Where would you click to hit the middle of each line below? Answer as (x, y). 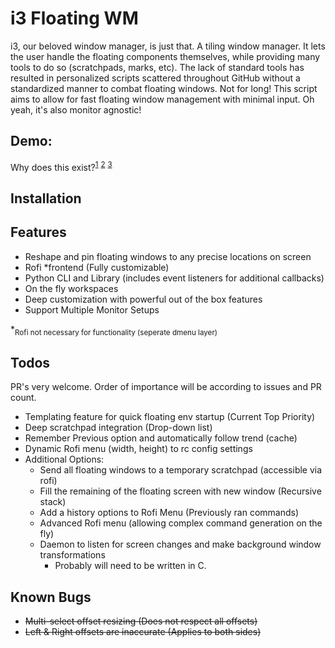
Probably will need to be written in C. (130, 566)
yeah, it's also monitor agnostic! (76, 109)
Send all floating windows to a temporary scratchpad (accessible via (181, 470)
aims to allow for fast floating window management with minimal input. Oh (162, 99)
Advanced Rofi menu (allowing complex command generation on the (181, 523)
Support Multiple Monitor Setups (92, 309)
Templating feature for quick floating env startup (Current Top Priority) (170, 417)
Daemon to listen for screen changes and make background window (180, 544)
